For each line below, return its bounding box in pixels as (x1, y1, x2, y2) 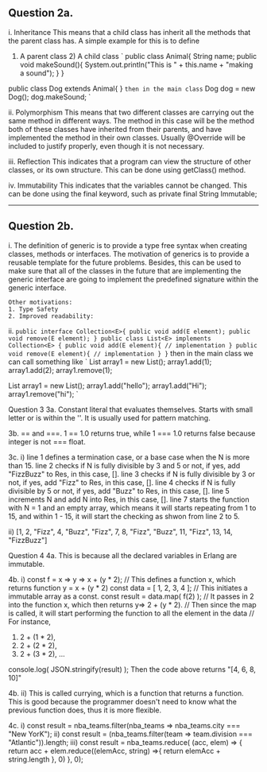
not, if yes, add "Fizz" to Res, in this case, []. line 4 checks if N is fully (8, 477, 236, 487)
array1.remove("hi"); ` (8, 389, 79, 398)
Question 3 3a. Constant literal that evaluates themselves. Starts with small (8, 405, 253, 414)
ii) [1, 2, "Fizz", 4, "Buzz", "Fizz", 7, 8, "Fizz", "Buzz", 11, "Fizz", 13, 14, (8, 526, 233, 536)
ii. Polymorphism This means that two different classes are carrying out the (8, 107, 254, 117)
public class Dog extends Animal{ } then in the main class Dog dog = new (8, 83, 256, 93)
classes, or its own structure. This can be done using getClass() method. (8, 165, 246, 174)
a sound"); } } (19, 68, 65, 78)
